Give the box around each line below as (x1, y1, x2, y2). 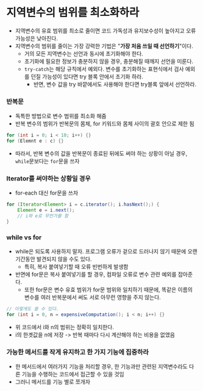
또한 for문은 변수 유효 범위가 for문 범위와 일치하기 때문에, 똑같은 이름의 (24, 286, 193, 294)
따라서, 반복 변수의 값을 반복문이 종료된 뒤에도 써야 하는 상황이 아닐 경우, (15, 149, 188, 157)
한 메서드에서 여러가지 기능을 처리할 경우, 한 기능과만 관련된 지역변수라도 (15, 363, 188, 370)
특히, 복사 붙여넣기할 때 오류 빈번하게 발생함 (24, 263, 129, 270)
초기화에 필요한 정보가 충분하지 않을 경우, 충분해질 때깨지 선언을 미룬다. (24, 58, 194, 65)
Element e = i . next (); (17, 207, 75, 214)
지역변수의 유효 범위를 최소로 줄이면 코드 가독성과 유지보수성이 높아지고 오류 (15, 27, 196, 34)
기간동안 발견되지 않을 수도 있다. (15, 255, 92, 263)
